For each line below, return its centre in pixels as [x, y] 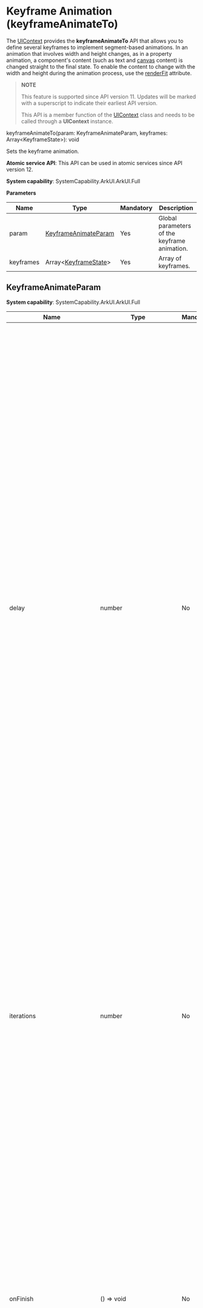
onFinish [21, 1298]
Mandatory [136, 207]
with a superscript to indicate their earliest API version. [89, 103]
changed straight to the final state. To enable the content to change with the [101, 66]
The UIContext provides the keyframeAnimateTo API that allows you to [95, 41]
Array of [170, 258]
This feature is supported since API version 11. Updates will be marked [108, 96]
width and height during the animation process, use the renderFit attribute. [99, 73]
